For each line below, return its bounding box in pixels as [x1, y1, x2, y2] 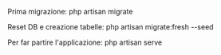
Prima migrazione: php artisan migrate [7, 7, 133, 16]
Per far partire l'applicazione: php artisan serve [7, 37, 163, 47]
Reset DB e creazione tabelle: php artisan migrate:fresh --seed [7, 22, 214, 31]
